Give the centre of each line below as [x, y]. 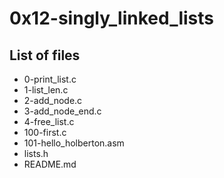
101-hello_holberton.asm [74, 143]
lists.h [36, 153]
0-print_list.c [50, 79]
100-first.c [45, 132]
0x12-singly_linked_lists [112, 18]
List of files [45, 55]
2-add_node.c [53, 100]
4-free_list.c [49, 121]
